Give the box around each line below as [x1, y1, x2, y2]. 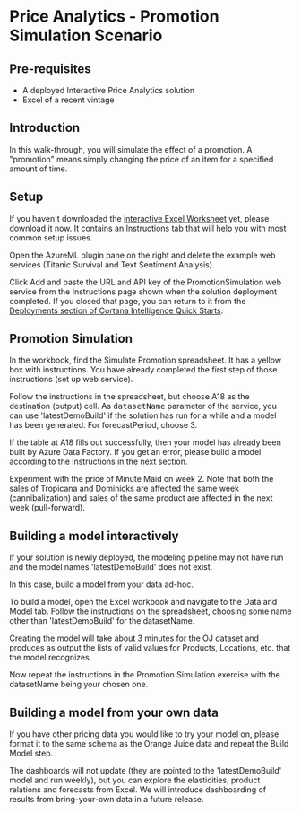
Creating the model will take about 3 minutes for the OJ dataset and [9, 633, 260, 643]
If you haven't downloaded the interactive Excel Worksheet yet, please [9, 213, 270, 223]
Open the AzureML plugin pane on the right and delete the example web [9, 249, 276, 260]
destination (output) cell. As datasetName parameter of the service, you [9, 401, 278, 412]
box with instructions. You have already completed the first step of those [9, 364, 278, 375]
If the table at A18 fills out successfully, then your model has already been [9, 437, 282, 448]
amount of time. [9, 163, 68, 174]
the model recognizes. [9, 652, 92, 663]
